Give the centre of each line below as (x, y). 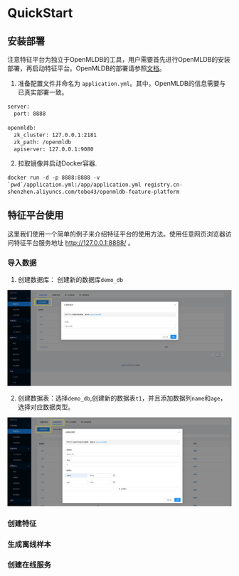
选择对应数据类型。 (46, 407)
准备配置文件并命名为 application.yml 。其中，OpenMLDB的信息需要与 (122, 83)
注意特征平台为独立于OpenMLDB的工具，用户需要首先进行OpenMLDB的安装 (119, 59)
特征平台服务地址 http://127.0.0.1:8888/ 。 (74, 242)
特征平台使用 (36, 216)
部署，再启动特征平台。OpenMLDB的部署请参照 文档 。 (86, 68)
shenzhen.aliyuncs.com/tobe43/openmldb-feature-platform (94, 192)
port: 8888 (30, 114)
